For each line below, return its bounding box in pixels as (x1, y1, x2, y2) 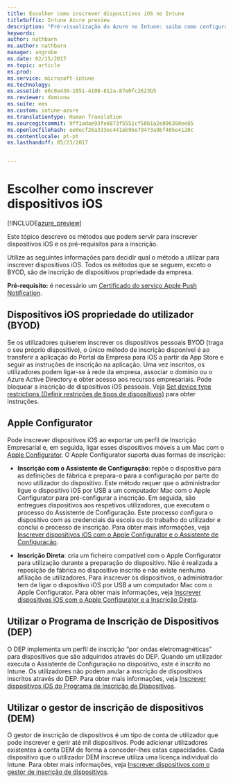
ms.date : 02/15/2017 (7, 56, 67, 62)
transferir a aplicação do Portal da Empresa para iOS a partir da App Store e (7, 353, 224, 361)
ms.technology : (7, 81, 51, 88)
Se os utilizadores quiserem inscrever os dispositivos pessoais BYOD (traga (7, 338, 223, 346)
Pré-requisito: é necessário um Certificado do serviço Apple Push (7, 282, 198, 290)
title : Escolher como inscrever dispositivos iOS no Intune (7, 10, 185, 17)
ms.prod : (7, 68, 33, 75)
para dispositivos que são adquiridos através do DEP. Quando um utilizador (7, 652, 223, 660)
